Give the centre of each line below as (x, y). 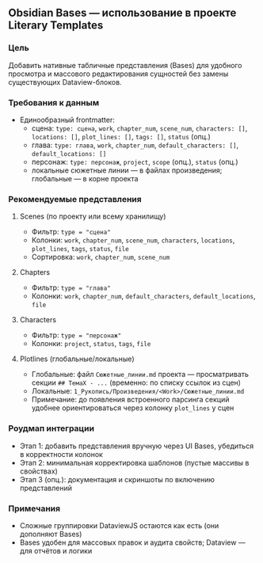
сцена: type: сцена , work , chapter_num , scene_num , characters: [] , (139, 128)
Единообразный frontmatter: (67, 120)
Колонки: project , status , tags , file (91, 344)
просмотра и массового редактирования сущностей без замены (118, 74)
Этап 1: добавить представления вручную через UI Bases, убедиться (137, 446)
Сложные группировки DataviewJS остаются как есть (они (119, 525)
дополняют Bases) (51, 534)
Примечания (34, 508)
